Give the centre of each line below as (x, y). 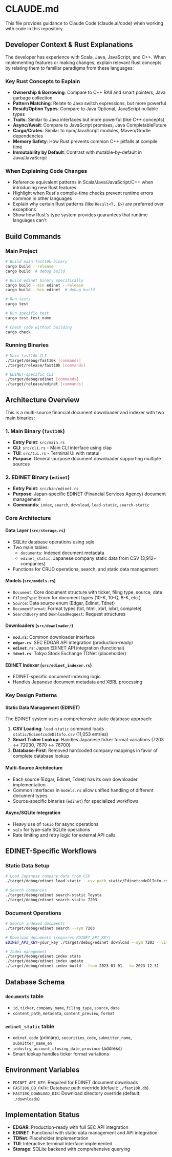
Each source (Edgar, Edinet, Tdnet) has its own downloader (75, 779)
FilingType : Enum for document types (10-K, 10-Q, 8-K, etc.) (77, 597)
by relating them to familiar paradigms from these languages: (70, 68)
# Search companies (26, 890)
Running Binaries (27, 345)
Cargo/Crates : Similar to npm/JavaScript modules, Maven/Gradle (82, 131)
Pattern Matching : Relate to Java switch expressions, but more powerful (89, 104)
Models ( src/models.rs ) (31, 581)
